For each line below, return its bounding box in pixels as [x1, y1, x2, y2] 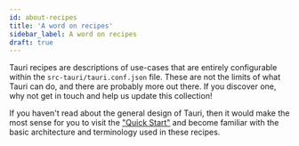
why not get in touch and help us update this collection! [9, 91, 213, 101]
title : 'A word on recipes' [9, 21, 114, 30]
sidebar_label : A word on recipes [9, 29, 138, 38]
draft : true [9, 37, 53, 47]
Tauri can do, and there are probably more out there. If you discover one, [9, 81, 277, 92]
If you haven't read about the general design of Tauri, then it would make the [9, 108, 290, 118]
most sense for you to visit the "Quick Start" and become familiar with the [9, 118, 279, 128]
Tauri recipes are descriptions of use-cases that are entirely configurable [9, 62, 278, 73]
